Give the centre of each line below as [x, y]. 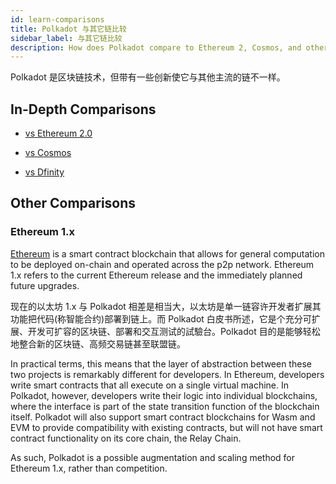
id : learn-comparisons [57, 19]
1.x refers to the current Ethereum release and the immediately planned [156, 275]
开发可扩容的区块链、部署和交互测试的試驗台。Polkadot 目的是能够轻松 [174, 331]
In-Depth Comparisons [83, 109]
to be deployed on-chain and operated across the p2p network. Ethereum [162, 264]
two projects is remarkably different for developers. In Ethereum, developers [167, 374]
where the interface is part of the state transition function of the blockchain [165, 406]
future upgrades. [45, 285]
